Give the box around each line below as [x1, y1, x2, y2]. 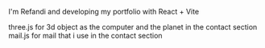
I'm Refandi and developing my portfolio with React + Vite [8, 7, 200, 16]
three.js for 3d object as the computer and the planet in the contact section [8, 22, 258, 31]
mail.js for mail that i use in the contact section [8, 31, 163, 40]
